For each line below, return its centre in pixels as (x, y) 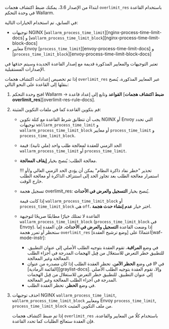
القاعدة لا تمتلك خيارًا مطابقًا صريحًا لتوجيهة (60, 216)
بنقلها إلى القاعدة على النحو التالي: (37, 84)
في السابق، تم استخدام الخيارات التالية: (41, 23)
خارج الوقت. (31, 181)
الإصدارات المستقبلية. (25, 69)
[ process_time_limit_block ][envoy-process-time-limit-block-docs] (82, 54)
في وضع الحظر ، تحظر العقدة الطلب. (61, 285)
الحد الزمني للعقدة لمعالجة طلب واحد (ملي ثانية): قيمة (71, 145)
